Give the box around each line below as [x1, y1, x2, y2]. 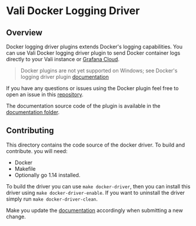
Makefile [14, 165, 36, 172]
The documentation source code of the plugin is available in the [6, 102, 161, 109]
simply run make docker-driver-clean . [6, 195, 98, 202]
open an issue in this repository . [6, 91, 84, 98]
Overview [6, 28, 43, 38]
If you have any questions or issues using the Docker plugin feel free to [6, 85, 179, 92]
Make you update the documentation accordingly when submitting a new [6, 207, 184, 214]
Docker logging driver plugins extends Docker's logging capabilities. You [6, 43, 182, 50]
